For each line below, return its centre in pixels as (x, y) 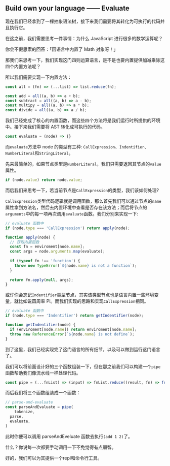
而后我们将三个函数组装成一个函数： (43, 393)
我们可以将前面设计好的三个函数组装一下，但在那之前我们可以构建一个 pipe (83, 366)
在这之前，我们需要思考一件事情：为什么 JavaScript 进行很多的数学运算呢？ (84, 38)
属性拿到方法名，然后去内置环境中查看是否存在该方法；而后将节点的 (76, 207)
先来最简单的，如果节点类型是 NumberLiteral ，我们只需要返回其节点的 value (83, 164)
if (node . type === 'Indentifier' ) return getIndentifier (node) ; (74, 316)
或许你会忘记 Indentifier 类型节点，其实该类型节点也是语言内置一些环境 (80, 295)
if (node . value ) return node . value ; (44, 180)
